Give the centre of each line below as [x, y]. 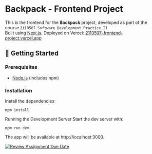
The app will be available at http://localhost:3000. [55, 137]
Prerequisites [21, 67]
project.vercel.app [23, 38]
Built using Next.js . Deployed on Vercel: [45, 33]
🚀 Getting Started [32, 53]
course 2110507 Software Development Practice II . [57, 27]
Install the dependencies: [30, 101]
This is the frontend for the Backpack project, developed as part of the [76, 22]
